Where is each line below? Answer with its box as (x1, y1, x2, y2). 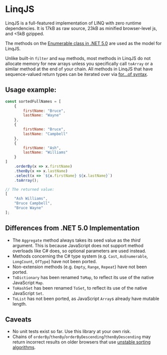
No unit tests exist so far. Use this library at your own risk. (12, 329, 131, 335)
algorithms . (12, 345, 36, 351)
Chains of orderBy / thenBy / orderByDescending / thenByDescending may (12, 334, 151, 340)
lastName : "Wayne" (23, 113, 61, 118)
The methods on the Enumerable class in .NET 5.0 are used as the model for (5, 40, 162, 46)
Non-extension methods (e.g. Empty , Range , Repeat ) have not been (12, 264, 147, 270)
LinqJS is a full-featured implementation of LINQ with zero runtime (5, 20, 142, 26)
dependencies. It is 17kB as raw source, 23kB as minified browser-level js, (5, 25, 158, 31)
